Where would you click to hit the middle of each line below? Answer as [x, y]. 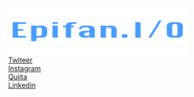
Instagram [24, 68]
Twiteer [21, 60]
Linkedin [22, 85]
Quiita [18, 77]
